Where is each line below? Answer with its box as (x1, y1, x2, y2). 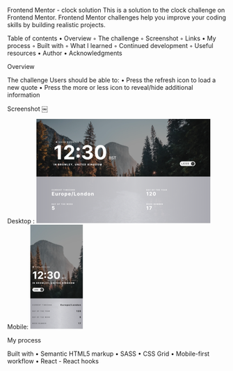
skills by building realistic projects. (7, 21, 106, 29)
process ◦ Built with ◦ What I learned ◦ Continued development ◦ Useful (7, 42, 214, 49)
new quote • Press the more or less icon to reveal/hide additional (7, 84, 193, 91)
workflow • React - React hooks (7, 357, 99, 365)
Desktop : (7, 217, 35, 225)
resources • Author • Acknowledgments (7, 49, 123, 57)
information (7, 90, 40, 99)
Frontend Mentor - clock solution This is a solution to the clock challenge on (7, 6, 225, 14)
